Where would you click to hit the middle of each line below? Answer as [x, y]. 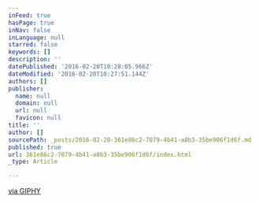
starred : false [33, 45]
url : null [31, 111]
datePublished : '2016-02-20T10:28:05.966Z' [81, 67]
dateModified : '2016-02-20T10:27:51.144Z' [79, 74]
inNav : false [30, 30]
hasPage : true [31, 23]
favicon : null [38, 118]
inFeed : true [30, 15]
